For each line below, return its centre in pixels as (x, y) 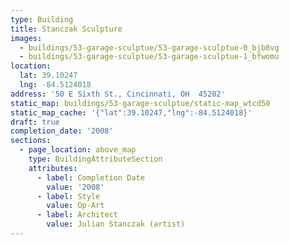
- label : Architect (77, 215)
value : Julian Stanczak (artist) (116, 224)
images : (26, 38)
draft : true (35, 122)
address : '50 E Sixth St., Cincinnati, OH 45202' (118, 94)
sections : (31, 141)
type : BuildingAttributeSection (95, 159)
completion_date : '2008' (62, 131)
